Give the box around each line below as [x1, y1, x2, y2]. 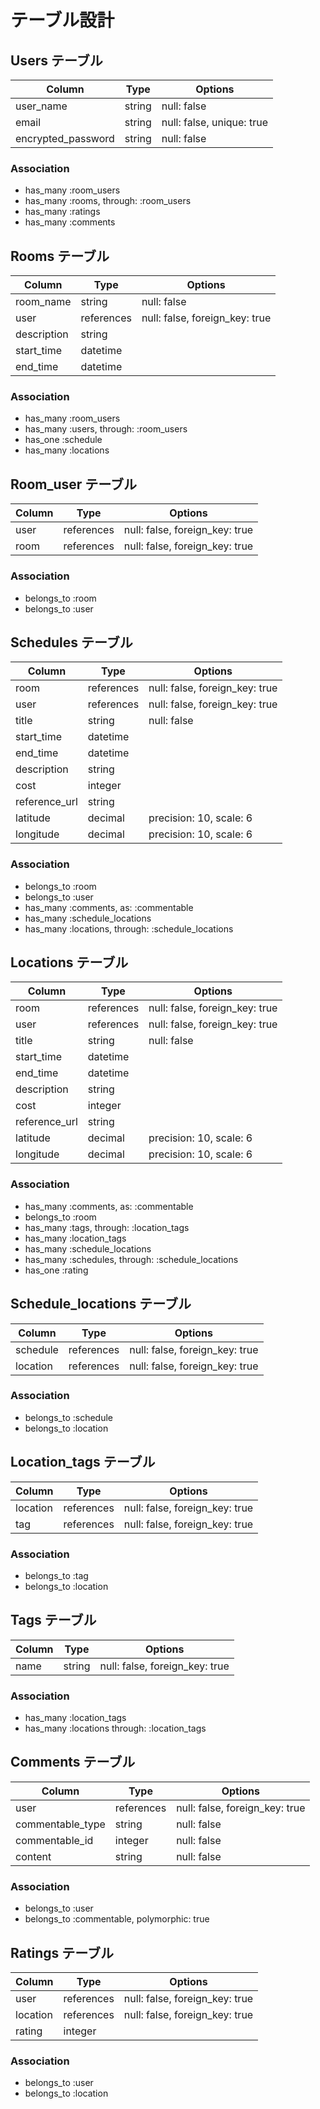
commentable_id [15, 1833, 94, 1847]
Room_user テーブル [10, 476, 138, 493]
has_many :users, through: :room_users [24, 423, 188, 435]
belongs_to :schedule [24, 1411, 113, 1423]
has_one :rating [24, 1264, 89, 1276]
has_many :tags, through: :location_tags [24, 1221, 190, 1233]
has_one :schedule [24, 434, 103, 446]
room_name [15, 295, 72, 309]
